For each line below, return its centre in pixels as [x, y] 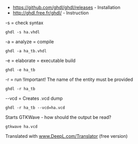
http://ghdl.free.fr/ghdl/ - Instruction [51, 13]
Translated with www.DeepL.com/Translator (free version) [66, 136]
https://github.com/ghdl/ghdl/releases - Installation [66, 7]
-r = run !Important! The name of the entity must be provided [69, 79]
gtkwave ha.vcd [21, 127]
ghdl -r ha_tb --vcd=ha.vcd [35, 108]
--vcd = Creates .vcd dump [34, 98]
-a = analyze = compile [30, 42]
